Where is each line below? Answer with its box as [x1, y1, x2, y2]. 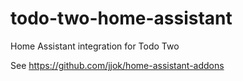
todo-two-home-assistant [10, 7, 233, 30]
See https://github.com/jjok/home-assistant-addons [10, 59, 225, 71]
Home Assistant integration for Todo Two [10, 40, 180, 52]
